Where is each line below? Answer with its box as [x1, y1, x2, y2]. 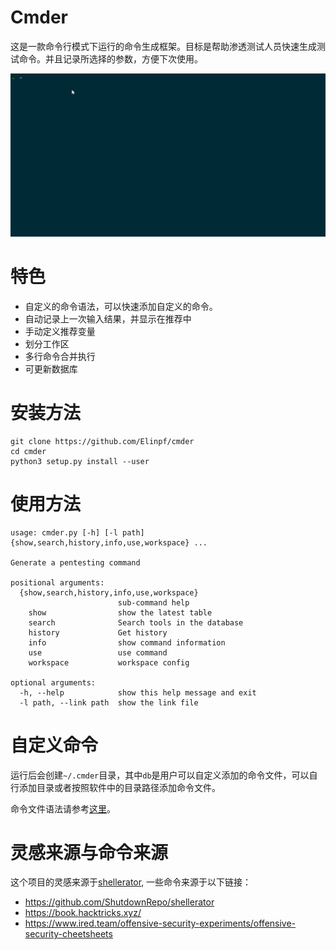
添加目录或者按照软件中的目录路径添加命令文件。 [18, 781, 221, 793]
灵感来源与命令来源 [10, 841, 169, 864]
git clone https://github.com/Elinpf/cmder [10, 436, 195, 446]
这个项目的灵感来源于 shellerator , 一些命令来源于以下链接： [10, 876, 252, 888]
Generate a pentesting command [10, 557, 141, 568]
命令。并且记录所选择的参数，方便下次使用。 [18, 52, 203, 65]
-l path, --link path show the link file [19, 697, 199, 708]
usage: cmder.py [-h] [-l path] [10, 527, 145, 538]
